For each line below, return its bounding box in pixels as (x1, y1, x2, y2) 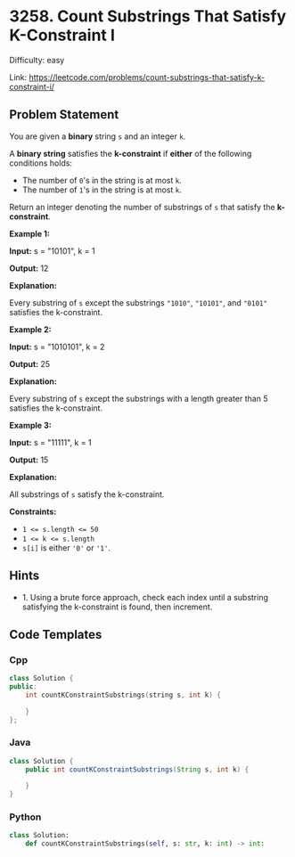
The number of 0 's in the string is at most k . (21, 175, 183, 185)
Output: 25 (9, 358, 51, 369)
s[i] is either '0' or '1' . (21, 542, 111, 553)
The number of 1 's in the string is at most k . (21, 184, 183, 195)
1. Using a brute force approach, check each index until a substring (21, 592, 269, 602)
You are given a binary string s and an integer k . (9, 131, 186, 142)
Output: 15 (9, 454, 49, 465)
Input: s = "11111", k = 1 (9, 437, 92, 447)
